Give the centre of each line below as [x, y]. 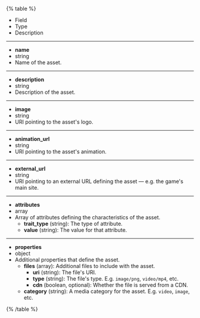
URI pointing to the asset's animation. [61, 152]
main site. [26, 188]
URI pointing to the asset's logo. [54, 122]
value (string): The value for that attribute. [75, 230]
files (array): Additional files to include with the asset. [89, 266]
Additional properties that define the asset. [67, 260]
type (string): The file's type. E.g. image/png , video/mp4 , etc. [105, 278]
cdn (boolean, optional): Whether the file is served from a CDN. [110, 285]
